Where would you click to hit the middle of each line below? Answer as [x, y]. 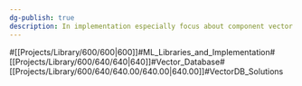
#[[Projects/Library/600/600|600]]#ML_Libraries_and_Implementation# [142, 52]
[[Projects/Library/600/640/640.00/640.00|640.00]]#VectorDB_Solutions [146, 71]
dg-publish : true [42, 18]
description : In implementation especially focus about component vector [151, 26]
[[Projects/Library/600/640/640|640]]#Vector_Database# [118, 62]
